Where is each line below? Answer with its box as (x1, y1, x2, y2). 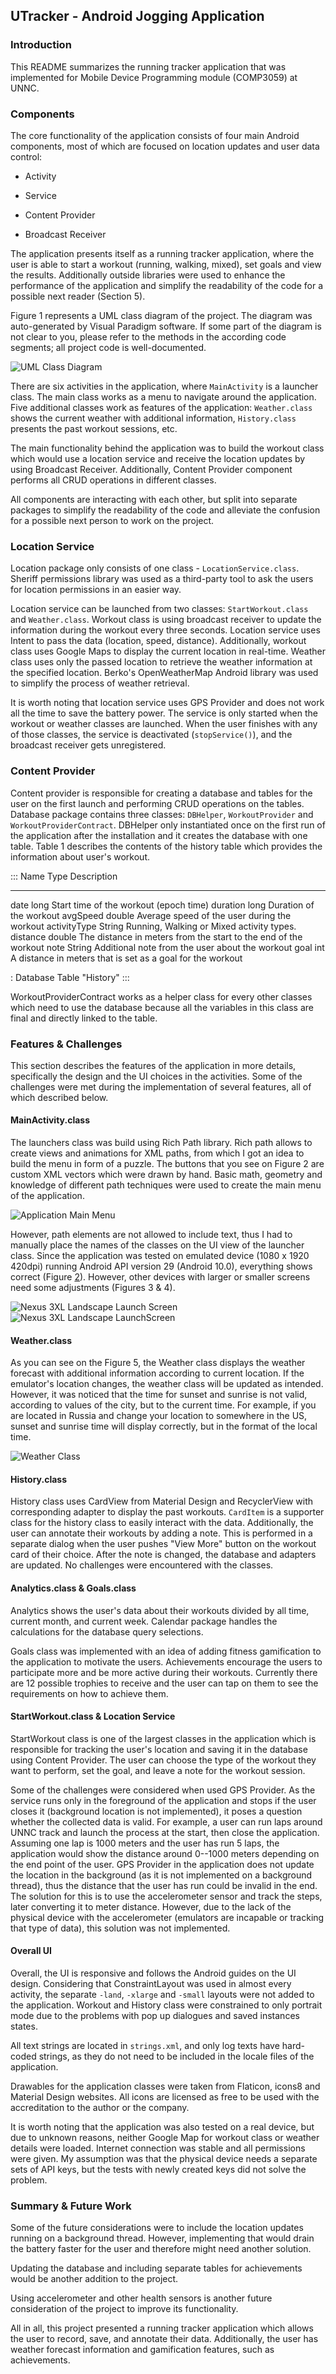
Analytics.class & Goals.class (10, 1582, 137, 1594)
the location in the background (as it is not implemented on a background (10, 1869, 313, 1881)
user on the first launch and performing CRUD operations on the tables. (10, 797, 305, 809)
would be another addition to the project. (10, 2273, 179, 2285)
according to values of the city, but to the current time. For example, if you (10, 1399, 317, 1411)
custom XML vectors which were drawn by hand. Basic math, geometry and (10, 1169, 323, 1181)
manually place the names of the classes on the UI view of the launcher (10, 1239, 305, 1251)
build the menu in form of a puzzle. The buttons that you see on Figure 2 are (10, 1158, 325, 1170)
